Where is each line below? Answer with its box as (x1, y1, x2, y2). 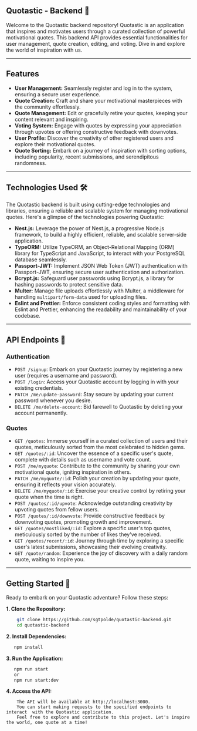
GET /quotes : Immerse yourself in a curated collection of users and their (14, 437, 188, 444)
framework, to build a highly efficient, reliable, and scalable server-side (14, 231, 187, 238)
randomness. (14, 159, 47, 166)
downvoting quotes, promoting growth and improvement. (14, 518, 152, 525)
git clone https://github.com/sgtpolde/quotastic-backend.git (16, 617, 172, 623)
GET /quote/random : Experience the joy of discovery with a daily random (14, 550, 188, 557)
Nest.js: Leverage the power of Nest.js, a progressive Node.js (14, 225, 165, 232)
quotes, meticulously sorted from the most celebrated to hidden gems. (14, 444, 186, 451)
